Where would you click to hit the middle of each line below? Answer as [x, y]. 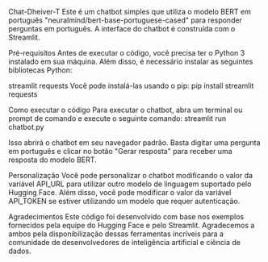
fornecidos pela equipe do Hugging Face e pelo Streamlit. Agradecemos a [132, 225]
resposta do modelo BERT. [52, 160]
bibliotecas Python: [40, 70]
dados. [20, 251]
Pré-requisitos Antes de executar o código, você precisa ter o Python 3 [127, 53]
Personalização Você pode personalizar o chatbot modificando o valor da [130, 175]
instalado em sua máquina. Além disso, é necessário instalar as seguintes [131, 61]
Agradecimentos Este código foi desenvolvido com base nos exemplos [126, 216]
